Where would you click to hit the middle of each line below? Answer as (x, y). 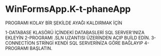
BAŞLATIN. (41, 48)
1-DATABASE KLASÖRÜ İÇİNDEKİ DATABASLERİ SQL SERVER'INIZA (75, 32)
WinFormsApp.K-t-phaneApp (68, 9)
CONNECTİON (20, 43)
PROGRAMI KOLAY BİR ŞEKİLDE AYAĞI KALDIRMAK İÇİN (64, 23)
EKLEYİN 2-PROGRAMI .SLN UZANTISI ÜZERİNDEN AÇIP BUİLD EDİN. (78, 38)
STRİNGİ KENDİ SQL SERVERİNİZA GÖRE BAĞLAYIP (90, 43)
